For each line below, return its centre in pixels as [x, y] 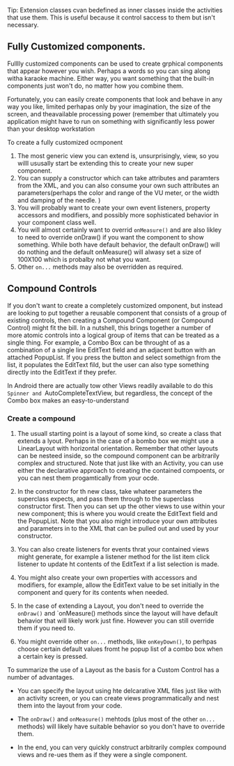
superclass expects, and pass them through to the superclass [106, 499]
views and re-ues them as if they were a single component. [102, 754]
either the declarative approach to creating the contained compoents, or [121, 470]
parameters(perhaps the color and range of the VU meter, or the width [118, 193]
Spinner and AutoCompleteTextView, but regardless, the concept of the [110, 393]
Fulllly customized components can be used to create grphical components [115, 63]
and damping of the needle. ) [59, 200]
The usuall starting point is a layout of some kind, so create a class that [119, 433]
